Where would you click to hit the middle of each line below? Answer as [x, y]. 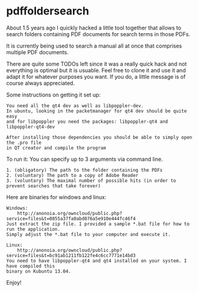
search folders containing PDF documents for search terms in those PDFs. [98, 34]
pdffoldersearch [48, 11]
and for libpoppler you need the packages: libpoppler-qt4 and [87, 122]
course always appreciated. [41, 83]
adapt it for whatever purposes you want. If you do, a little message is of [96, 76]
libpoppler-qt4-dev [31, 127]
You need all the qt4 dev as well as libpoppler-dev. [75, 106]
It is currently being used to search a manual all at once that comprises [94, 46]
